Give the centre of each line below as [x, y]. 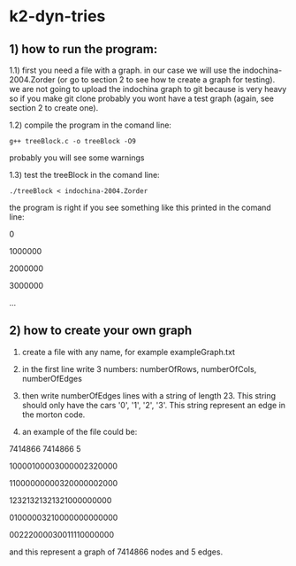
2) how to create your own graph [101, 331]
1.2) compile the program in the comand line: [91, 125]
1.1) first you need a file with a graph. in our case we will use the [125, 70]
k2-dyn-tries [57, 16]
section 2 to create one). [54, 108]
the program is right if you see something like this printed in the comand [140, 207]
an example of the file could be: [80, 431]
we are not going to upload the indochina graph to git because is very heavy [148, 89]
